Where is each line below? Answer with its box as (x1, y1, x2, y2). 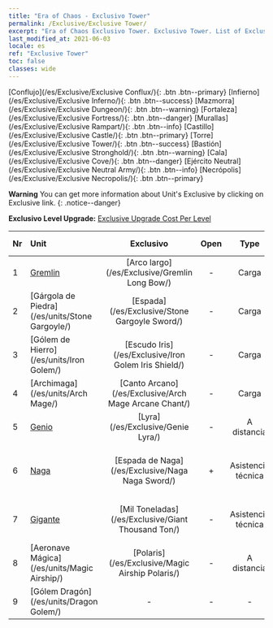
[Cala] (206, 147, 227, 157)
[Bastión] (191, 139, 222, 149)
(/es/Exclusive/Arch (111, 388, 187, 399)
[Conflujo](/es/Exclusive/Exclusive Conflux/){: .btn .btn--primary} (8, 87, 227, 97)
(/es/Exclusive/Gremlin (105, 266, 193, 278)
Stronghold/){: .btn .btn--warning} (91, 147, 206, 157)
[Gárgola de (29, 290, 76, 301)
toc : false (8, 58, 45, 66)
